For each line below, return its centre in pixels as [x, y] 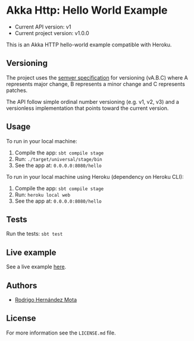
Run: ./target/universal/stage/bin [58, 159]
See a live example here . [36, 267]
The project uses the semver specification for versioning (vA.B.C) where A [97, 77]
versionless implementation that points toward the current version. [87, 108]
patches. [17, 90]
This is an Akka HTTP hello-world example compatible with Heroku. [89, 45]
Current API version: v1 [43, 27]
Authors [22, 285]
